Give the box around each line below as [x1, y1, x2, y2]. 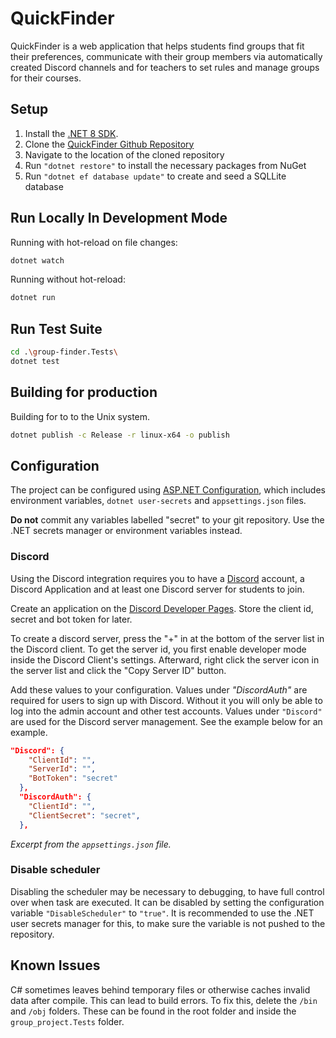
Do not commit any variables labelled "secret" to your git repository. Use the [10, 514, 325, 526]
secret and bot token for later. [10, 613, 133, 625]
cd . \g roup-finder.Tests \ [10, 347, 118, 357]
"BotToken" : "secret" [28, 773, 118, 784]
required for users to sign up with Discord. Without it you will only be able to [10, 694, 323, 706]
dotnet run [10, 293, 56, 303]
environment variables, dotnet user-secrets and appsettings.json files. [10, 495, 307, 507]
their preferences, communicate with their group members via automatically [10, 50, 323, 62]
